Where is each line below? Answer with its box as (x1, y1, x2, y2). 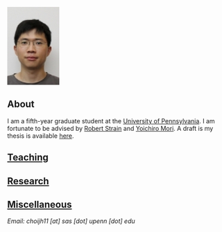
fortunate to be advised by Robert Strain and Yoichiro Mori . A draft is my (7, 124, 214, 132)
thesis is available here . (7, 132, 74, 140)
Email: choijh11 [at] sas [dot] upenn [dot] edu (7, 217, 135, 225)
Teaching (7, 152, 49, 163)
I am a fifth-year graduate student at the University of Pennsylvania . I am (7, 116, 215, 125)
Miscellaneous (7, 198, 72, 211)
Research (7, 175, 50, 187)
